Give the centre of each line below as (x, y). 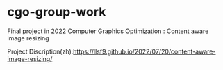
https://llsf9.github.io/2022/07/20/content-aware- (144, 51)
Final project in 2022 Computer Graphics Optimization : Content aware (108, 31)
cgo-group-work (57, 12)
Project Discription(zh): (40, 51)
